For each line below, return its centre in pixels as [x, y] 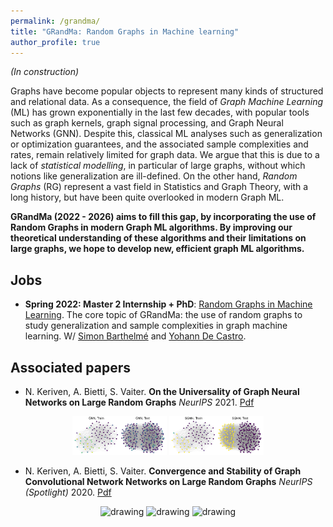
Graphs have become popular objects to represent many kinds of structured [167, 91]
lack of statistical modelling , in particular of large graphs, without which [158, 166]
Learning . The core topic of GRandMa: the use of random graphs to [163, 315]
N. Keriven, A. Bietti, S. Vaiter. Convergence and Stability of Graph [163, 471]
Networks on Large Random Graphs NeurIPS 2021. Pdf [139, 402]
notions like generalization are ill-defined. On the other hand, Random [154, 176]
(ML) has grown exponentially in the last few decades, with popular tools [160, 112]
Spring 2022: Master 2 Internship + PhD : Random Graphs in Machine [168, 304]
